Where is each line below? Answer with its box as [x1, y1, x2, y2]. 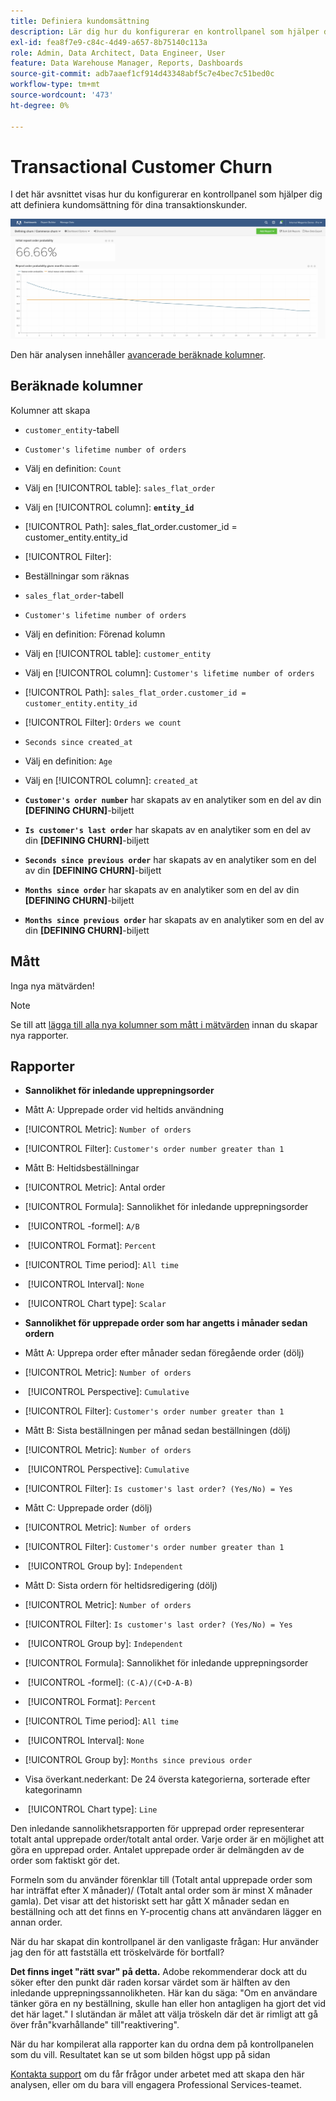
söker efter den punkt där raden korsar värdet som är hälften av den [10, 1976, 291, 1989]
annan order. [10, 1916, 63, 1929]
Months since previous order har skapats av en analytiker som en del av [24, 913, 325, 925]
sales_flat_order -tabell [24, 589, 124, 601]
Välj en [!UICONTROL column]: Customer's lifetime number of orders [24, 666, 315, 679]
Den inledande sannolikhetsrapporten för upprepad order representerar [10, 1823, 305, 1835]
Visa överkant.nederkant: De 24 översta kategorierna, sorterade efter [24, 1773, 311, 1785]
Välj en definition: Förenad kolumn [24, 628, 166, 640]
